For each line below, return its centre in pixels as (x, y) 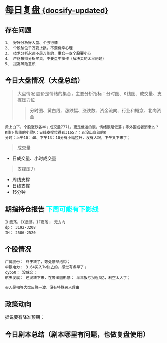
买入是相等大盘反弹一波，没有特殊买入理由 (42, 288)
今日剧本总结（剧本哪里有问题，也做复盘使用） (77, 334)
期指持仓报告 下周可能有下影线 (52, 209)
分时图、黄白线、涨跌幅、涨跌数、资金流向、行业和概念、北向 (93, 110)
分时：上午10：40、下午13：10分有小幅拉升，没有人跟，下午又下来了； (68, 138)
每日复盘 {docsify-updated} (57, 10)
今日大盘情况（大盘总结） (44, 81)
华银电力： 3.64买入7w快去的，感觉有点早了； (47, 267)
